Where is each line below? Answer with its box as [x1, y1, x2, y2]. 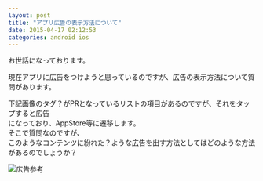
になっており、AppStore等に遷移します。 [8, 118, 141, 128]
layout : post [8, 11, 51, 20]
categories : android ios [8, 33, 89, 42]
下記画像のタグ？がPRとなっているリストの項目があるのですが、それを [8, 99, 237, 108]
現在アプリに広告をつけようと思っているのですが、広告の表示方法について [8, 72, 249, 82]
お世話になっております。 [8, 56, 90, 65]
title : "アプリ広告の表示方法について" [8, 19, 122, 27]
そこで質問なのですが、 [8, 129, 84, 138]
